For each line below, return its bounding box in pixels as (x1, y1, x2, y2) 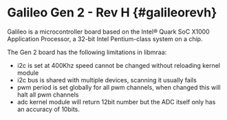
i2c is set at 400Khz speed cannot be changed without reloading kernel (17, 61, 220, 69)
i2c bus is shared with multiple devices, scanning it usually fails (17, 75, 197, 84)
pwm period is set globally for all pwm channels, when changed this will (17, 83, 221, 91)
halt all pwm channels (17, 91, 79, 99)
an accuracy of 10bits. (17, 105, 80, 113)
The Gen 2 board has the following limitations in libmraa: (7, 48, 167, 56)
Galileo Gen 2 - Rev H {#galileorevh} (7, 5, 217, 21)
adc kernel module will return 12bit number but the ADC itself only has (17, 97, 216, 106)
